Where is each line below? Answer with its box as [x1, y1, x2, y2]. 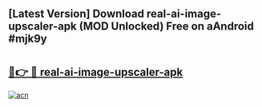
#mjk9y [8, 32, 47, 46]
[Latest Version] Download [8, 7, 145, 21]
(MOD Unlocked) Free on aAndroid [79, 20, 255, 34]
